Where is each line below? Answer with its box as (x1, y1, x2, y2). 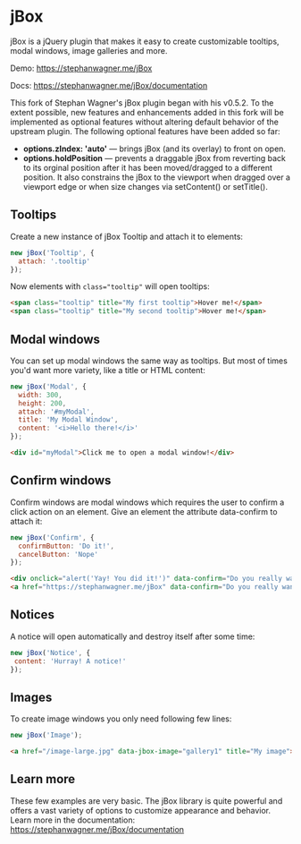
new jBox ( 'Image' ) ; (10, 731, 83, 740)
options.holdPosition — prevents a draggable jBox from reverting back (22, 152, 287, 163)
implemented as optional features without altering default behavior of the (10, 116, 280, 127)
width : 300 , (18, 390, 63, 399)
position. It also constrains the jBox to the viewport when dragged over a (22, 172, 291, 183)
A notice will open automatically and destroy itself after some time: (10, 631, 255, 642)
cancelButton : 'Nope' (18, 550, 99, 558)
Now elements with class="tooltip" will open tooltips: (10, 281, 210, 292)
